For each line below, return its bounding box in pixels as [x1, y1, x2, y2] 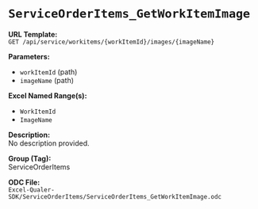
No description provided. [8, 138, 90, 148]
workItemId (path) [19, 66, 78, 77]
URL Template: [8, 29, 58, 39]
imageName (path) [19, 75, 74, 85]
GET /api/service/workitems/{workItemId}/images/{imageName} [8, 38, 215, 46]
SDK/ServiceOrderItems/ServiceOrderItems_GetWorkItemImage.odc [8, 192, 222, 200]
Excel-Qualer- [8, 185, 56, 194]
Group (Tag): [8, 154, 52, 163]
